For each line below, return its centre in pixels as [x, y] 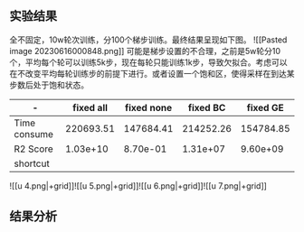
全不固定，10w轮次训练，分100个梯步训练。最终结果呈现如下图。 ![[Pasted [148, 40]
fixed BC [207, 107]
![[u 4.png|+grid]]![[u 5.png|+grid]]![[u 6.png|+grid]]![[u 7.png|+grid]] [138, 186]
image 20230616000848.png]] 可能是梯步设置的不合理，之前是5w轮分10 [145, 51]
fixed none [149, 107]
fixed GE [266, 107]
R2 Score [34, 149]
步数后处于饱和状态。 [49, 85]
